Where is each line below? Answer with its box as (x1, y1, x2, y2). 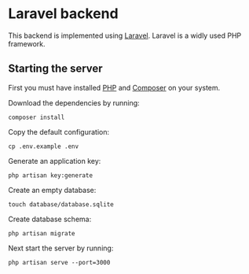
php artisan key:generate (8, 171, 93, 180)
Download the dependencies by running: (8, 98, 140, 107)
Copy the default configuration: (8, 127, 110, 136)
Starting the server (8, 62, 104, 76)
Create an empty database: (8, 185, 97, 194)
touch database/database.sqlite (8, 200, 114, 209)
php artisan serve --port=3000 (8, 258, 111, 266)
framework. (8, 39, 46, 48)
